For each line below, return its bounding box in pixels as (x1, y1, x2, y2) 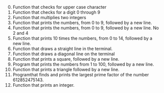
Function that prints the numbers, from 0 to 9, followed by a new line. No (12, 25, 159, 31)
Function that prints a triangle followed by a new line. (12, 67, 119, 72)
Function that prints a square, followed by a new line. (12, 56, 119, 62)
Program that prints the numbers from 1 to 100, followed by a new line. (12, 61, 154, 67)
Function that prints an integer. (12, 82, 75, 88)
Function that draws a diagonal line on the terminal (12, 51, 115, 57)
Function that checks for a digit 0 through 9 (12, 9, 100, 15)
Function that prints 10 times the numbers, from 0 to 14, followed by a (12, 35, 153, 41)
